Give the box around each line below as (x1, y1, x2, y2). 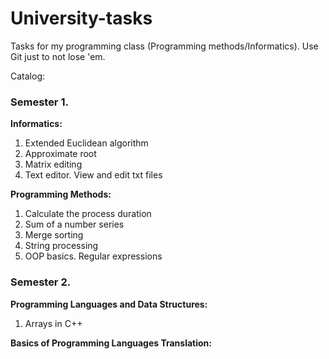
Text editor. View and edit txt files (24, 169, 163, 181)
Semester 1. (10, 95, 69, 109)
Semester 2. (10, 275, 72, 289)
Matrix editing (24, 158, 83, 171)
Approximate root (24, 148, 97, 160)
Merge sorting (24, 229, 84, 241)
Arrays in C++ (24, 317, 83, 329)
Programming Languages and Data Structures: (10, 298, 208, 310)
